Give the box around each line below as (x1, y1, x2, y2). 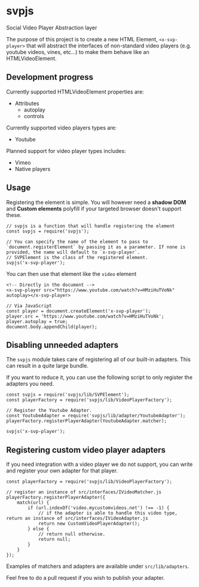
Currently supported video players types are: (6, 124, 117, 131)
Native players (14, 165, 51, 172)
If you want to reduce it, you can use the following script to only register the (6, 374, 193, 381)
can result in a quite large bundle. (6, 362, 88, 369)
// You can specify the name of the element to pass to (6, 239, 148, 245)
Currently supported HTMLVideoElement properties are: (6, 88, 145, 95)
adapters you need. (6, 380, 54, 387)
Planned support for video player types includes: (6, 147, 127, 154)
